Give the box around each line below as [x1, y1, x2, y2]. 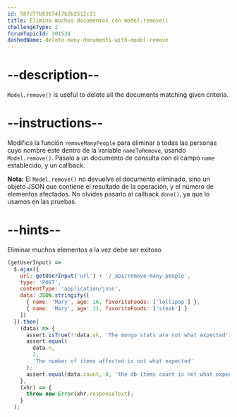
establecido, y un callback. [7, 161, 85, 170]
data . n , [32, 344, 55, 352]
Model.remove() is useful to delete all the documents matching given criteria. [7, 90, 229, 99]
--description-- [7, 67, 100, 83]
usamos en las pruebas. [7, 197, 77, 206]
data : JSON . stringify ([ [20, 292, 90, 299]
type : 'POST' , [20, 278, 61, 286]
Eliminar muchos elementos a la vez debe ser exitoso [7, 245, 162, 254]
